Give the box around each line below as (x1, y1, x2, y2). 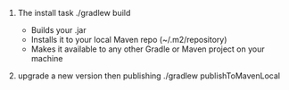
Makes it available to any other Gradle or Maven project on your (30, 44, 265, 54)
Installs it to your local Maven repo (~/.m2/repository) (30, 35, 227, 45)
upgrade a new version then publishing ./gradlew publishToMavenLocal (17, 70, 281, 81)
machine (30, 53, 63, 63)
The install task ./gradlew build (17, 8, 131, 18)
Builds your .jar (30, 25, 87, 35)
